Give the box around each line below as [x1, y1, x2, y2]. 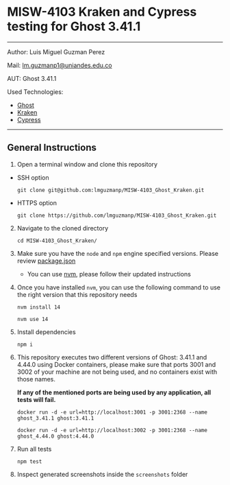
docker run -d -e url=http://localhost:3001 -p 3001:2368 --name [16, 409, 207, 416]
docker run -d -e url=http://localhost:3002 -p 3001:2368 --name [16, 427, 207, 434]
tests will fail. [16, 395, 56, 403]
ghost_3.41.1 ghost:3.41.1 [16, 414, 94, 422]
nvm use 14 [16, 316, 49, 322]
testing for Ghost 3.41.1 [7, 19, 141, 34]
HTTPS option [16, 198, 57, 206]
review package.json [16, 257, 76, 265]
